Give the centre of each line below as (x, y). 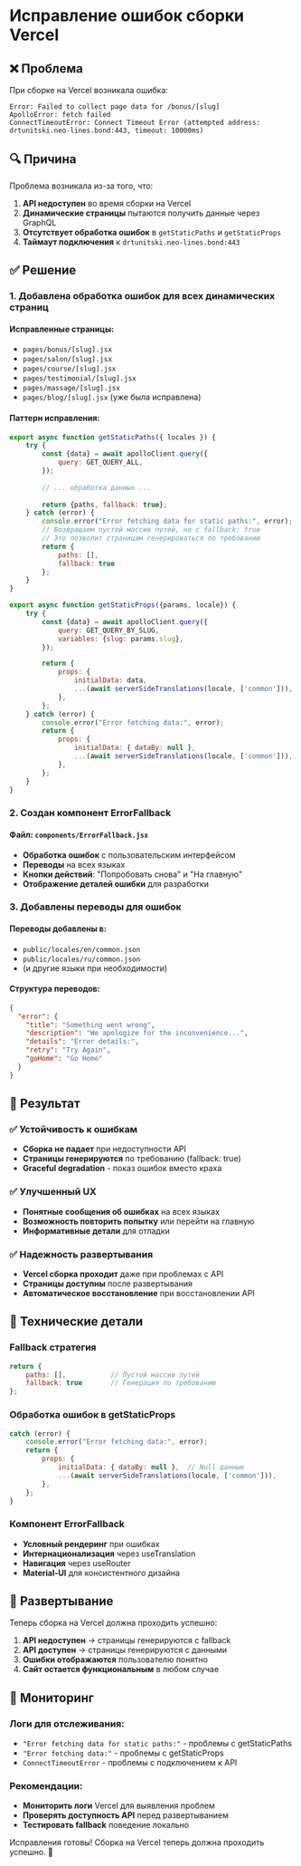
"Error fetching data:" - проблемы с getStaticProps (123, 1753)
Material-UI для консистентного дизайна (101, 1573)
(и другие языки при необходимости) (95, 968)
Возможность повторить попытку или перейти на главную (138, 1221)
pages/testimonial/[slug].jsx (80, 379)
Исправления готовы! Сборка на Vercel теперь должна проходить (137, 1842)
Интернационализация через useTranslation (109, 1553)
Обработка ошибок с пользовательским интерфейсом (129, 855)
